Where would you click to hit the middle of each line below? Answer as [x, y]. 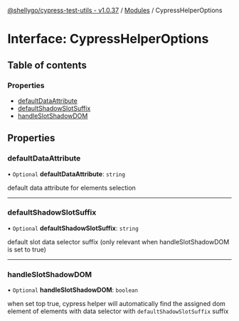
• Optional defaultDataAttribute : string [67, 174]
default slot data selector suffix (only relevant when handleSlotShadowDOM [118, 241]
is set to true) [27, 249]
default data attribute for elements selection [72, 187]
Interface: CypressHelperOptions [108, 39]
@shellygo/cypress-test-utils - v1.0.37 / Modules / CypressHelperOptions [115, 10]
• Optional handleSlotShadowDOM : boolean [73, 290]
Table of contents [47, 65]
